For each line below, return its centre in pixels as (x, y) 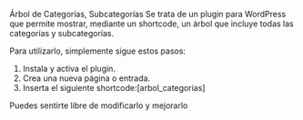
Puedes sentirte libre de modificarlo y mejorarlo (99, 105)
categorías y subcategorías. (62, 33)
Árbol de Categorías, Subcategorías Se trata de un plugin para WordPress (148, 14)
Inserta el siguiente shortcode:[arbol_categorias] (114, 88)
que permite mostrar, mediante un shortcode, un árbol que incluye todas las (151, 24)
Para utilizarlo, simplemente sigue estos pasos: (98, 51)
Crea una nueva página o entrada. (86, 78)
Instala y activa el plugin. (69, 69)
